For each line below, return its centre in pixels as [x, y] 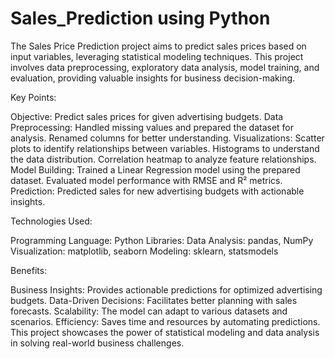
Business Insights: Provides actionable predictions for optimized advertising [166, 289]
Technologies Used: [51, 221]
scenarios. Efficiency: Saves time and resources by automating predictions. [165, 321]
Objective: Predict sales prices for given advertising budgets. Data [147, 116]
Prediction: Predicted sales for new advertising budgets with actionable [157, 191]
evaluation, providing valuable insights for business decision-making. [153, 78]
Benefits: [29, 270]
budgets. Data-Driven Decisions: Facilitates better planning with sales [154, 300]
